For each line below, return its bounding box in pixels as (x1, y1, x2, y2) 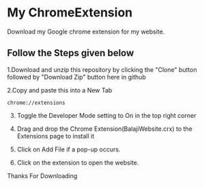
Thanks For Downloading (7, 171, 78, 179)
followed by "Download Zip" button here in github (7, 73, 147, 81)
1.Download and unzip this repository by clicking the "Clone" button (7, 65, 197, 73)
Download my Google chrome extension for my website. (7, 27, 165, 36)
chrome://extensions (7, 99, 66, 106)
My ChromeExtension (7, 5, 133, 21)
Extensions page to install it (16, 132, 95, 140)
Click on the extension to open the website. (16, 158, 139, 166)
